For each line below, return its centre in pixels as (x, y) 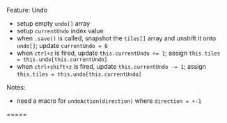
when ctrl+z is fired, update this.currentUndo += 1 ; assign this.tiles (118, 53)
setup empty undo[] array (53, 23)
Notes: (16, 87)
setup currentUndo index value (60, 31)
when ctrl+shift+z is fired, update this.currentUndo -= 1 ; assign (111, 66)
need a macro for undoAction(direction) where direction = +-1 (109, 101)
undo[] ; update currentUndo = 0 (62, 46)
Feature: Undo (27, 10)
